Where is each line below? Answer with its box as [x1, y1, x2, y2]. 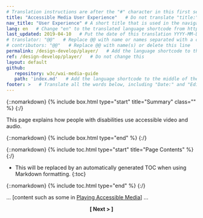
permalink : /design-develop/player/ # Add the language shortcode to [6, 48, 190, 54]
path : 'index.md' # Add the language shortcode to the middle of [14, 76, 188, 82]
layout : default [6, 59, 47, 65]
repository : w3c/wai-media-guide [14, 70, 98, 76]
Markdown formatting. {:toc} [14, 170, 86, 178]
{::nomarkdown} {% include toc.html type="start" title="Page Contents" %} [6, 146, 194, 153]
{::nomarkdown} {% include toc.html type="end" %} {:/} [6, 182, 146, 189]
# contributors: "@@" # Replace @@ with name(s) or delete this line [6, 43, 190, 49]
